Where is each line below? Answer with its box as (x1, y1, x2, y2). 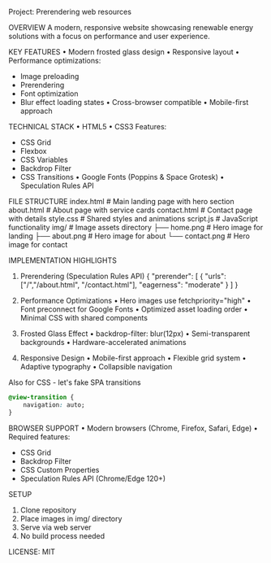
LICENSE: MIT (8, 547, 55, 556)
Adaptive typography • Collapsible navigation (19, 362, 173, 371)
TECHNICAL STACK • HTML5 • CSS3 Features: (8, 122, 167, 131)
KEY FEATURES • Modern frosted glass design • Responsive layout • (8, 47, 240, 56)
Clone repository (19, 504, 77, 515)
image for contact (8, 240, 68, 249)
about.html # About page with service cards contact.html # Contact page (8, 205, 253, 215)
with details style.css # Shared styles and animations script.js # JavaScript (8, 214, 258, 223)
